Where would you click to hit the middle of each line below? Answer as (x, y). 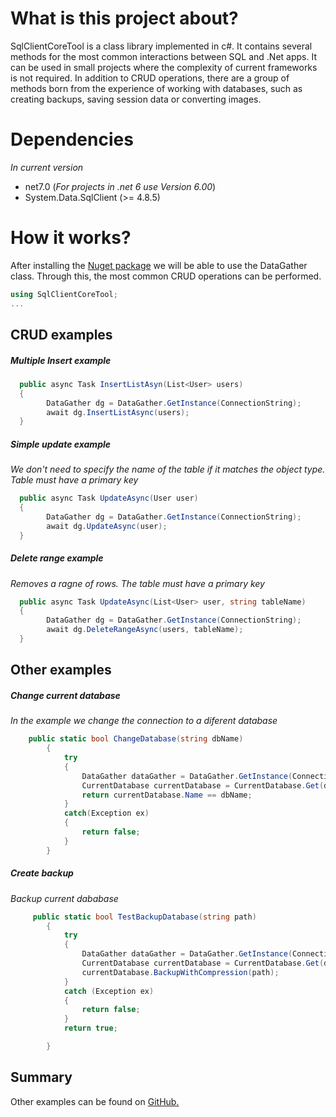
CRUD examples (61, 334)
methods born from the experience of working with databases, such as (156, 88)
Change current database (65, 695)
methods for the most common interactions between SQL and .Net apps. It (163, 56)
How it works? (71, 238)
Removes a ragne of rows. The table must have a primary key (137, 583)
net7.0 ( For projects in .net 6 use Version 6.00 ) (120, 186)
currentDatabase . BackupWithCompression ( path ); (180, 972)
